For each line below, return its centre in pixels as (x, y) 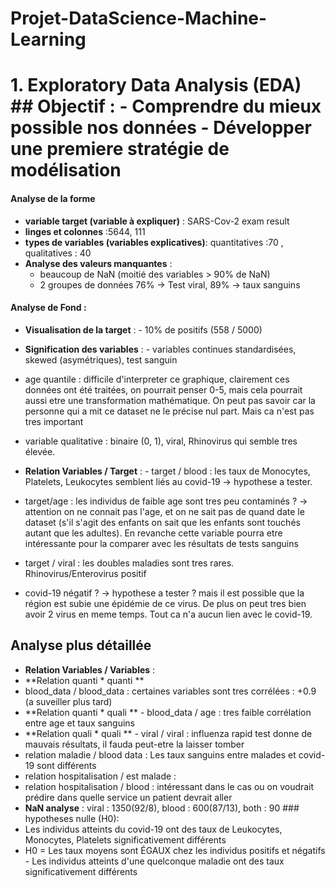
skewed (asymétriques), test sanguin (101, 359)
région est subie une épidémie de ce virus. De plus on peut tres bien (165, 603)
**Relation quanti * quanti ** (84, 680)
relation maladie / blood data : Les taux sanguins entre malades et (160, 754)
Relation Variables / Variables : (90, 669)
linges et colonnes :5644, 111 (85, 231)
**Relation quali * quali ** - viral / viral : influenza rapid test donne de (168, 733)
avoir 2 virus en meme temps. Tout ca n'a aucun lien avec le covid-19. (168, 614)
